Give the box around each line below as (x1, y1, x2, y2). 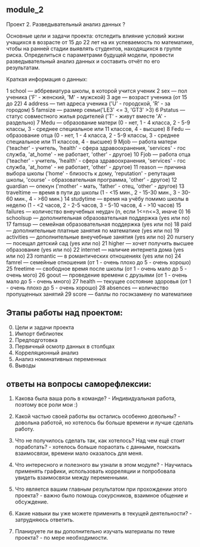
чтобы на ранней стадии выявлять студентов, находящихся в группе (6, 45, 182, 52)
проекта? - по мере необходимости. (14, 534, 109, 542)
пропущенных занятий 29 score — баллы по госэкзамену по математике (6, 290, 193, 298)
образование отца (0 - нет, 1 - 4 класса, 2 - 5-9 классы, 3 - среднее (6, 132, 180, 139)
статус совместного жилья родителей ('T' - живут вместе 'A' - (6, 112, 167, 120)
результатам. (6, 64, 40, 71)
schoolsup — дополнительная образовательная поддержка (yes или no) (6, 214, 190, 221)
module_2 (6, 5, 44, 15)
